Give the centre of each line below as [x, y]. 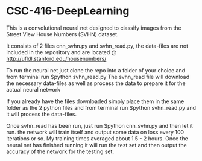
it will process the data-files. [42, 114]
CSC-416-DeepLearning [68, 11]
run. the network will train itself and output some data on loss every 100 [95, 132]
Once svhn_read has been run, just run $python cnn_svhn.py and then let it [99, 125]
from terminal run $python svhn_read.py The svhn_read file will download [98, 77]
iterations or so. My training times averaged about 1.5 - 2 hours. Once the [97, 138]
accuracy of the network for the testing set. [60, 151]
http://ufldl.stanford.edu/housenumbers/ [56, 58]
